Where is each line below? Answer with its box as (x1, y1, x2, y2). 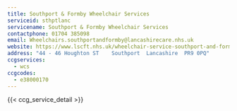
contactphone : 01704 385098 (7, 30, 90, 37)
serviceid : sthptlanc (7, 17, 71, 24)
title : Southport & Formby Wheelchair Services (7, 10, 150, 18)
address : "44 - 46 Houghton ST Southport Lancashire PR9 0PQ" (7, 50, 210, 57)
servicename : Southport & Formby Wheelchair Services (7, 23, 169, 30)
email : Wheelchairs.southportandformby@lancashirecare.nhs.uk (7, 37, 194, 44)
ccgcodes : (7, 69, 37, 76)
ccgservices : (7, 57, 46, 64)
